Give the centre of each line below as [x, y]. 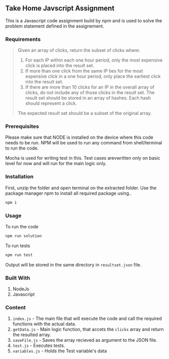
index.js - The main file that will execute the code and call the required [87, 319]
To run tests [18, 246]
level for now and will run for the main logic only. [56, 163]
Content [16, 307]
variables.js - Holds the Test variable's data [60, 351]
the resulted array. [32, 335]
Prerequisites [22, 127]
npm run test [19, 255]
